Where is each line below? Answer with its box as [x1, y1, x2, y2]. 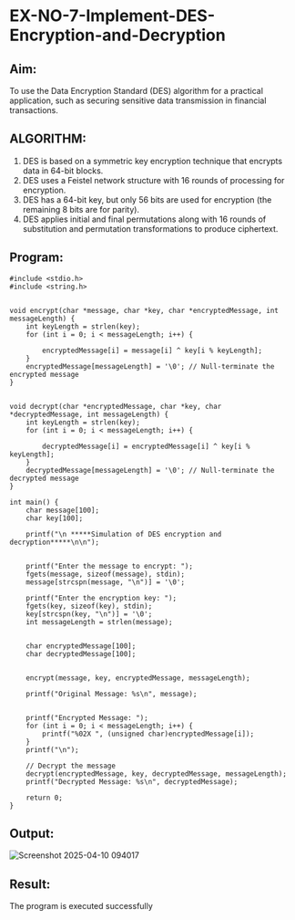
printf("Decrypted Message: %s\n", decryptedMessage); [25, 777, 239, 786]
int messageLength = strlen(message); [25, 617, 173, 626]
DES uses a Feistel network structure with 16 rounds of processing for [22, 174, 285, 185]
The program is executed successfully [9, 901, 153, 912]
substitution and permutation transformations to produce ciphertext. [22, 223, 279, 234]
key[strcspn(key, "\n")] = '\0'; [25, 609, 153, 619]
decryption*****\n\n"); [9, 538, 100, 547]
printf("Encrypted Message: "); [25, 713, 148, 722]
